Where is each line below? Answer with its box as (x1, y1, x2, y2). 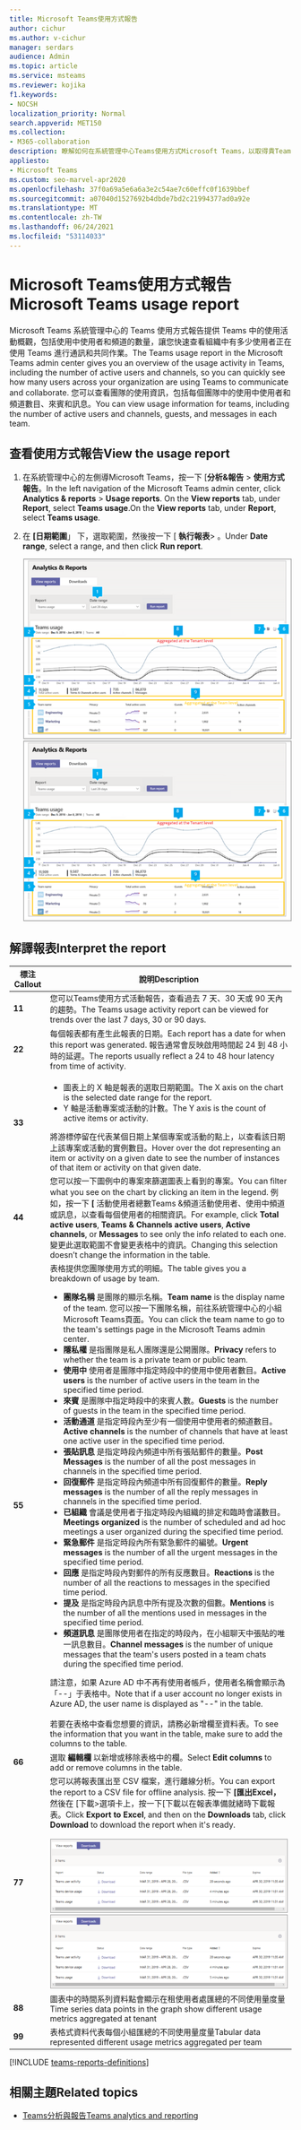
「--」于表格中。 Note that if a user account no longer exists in (49, 1688, 282, 1699)
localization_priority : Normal (9, 108, 126, 118)
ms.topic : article (9, 62, 78, 71)
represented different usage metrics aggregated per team (49, 2037, 262, 2048)
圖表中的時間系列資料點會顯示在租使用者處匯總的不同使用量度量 (49, 1993, 286, 2004)
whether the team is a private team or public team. (63, 1355, 248, 1365)
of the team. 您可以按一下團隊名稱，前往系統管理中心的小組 (63, 1303, 282, 1313)
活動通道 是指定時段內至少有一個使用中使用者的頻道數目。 (63, 1416, 278, 1427)
